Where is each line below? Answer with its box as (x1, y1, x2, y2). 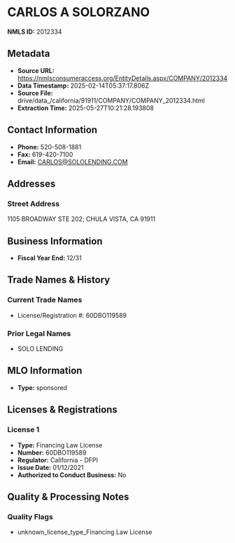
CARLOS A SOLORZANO (7, 4, 150, 20)
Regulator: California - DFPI (17, 455, 98, 464)
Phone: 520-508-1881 (17, 142, 82, 151)
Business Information (7, 235, 103, 247)
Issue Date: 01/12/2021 (17, 463, 84, 471)
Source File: (17, 88, 54, 97)
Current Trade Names (7, 295, 83, 305)
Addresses (7, 177, 56, 189)
